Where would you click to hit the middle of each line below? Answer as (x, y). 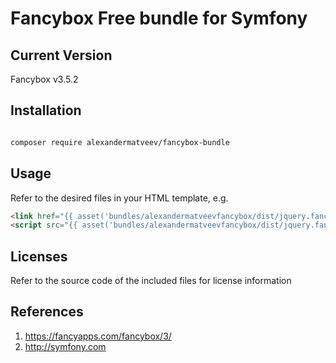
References (47, 312)
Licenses (39, 256)
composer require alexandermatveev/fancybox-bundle (120, 142)
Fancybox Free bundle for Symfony (159, 18)
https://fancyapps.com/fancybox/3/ (98, 336)
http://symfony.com (65, 346)
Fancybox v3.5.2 (44, 79)
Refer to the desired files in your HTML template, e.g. (119, 198)
